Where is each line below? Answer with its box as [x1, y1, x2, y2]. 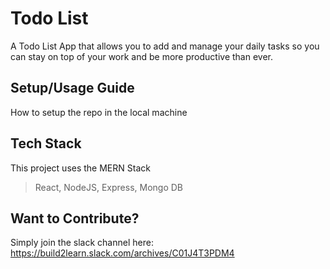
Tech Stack [10, 135, 82, 152]
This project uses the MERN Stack [10, 162, 151, 174]
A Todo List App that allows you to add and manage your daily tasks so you [10, 40, 320, 52]
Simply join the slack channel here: [10, 237, 154, 249]
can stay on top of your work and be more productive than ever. [10, 50, 273, 62]
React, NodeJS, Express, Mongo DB [34, 181, 184, 193]
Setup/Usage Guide [10, 80, 135, 97]
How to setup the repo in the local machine [10, 106, 188, 118]
